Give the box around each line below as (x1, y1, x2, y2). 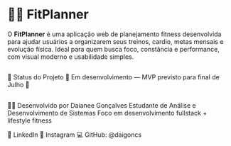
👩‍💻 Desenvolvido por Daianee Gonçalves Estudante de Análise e (7, 101, 197, 109)
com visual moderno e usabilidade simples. (7, 52, 134, 61)
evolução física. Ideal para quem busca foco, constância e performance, (7, 45, 220, 53)
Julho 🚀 (7, 81, 30, 89)
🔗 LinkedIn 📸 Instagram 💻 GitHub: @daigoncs (7, 130, 142, 139)
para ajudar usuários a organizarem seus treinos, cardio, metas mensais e (7, 37, 224, 45)
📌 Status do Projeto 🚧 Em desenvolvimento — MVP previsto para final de (7, 73, 220, 82)
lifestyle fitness (7, 116, 52, 125)
